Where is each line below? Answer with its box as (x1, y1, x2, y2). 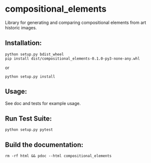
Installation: (5, 39, 42, 47)
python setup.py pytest (5, 127, 53, 132)
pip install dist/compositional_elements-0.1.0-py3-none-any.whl (5, 56, 140, 61)
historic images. (5, 24, 37, 30)
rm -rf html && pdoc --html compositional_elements (5, 154, 112, 159)
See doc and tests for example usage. (5, 100, 81, 106)
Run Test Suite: (5, 114, 52, 122)
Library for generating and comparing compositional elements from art (5, 20, 147, 25)
